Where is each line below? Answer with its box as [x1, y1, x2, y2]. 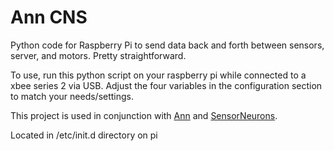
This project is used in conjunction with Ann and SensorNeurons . [10, 109, 278, 121]
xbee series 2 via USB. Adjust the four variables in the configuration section [10, 79, 323, 91]
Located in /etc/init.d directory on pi [10, 129, 158, 141]
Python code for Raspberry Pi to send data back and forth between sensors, [10, 39, 325, 51]
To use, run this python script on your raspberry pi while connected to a [10, 69, 307, 81]
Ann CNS [10, 6, 88, 29]
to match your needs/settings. [10, 90, 135, 102]
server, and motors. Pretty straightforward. [10, 49, 187, 61]
